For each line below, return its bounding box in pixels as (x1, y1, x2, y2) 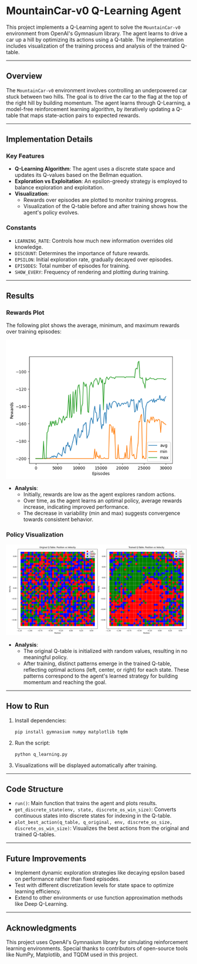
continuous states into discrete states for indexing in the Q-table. (14, 812, 172, 819)
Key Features (6, 152, 45, 160)
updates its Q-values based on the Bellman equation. (14, 172, 143, 179)
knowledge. (14, 243, 43, 251)
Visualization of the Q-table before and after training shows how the (23, 203, 188, 210)
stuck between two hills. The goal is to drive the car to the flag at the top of (6, 93, 188, 100)
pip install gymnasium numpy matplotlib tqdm (14, 729, 128, 735)
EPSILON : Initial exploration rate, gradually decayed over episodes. (14, 256, 173, 263)
